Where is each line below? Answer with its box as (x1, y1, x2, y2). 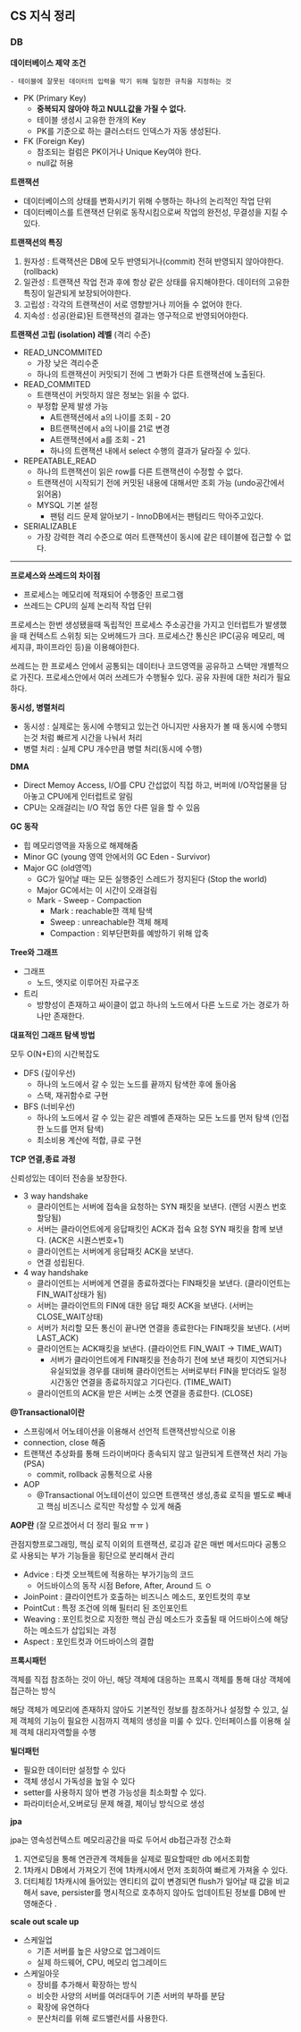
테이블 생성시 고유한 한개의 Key (36, 114, 146, 125)
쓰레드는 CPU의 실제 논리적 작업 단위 (22, 600, 153, 611)
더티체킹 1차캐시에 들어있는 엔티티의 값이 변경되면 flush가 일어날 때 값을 (22, 1875, 273, 1886)
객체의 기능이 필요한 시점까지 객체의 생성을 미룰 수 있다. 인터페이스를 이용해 (19, 1715, 282, 1726)
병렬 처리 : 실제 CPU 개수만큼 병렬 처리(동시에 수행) (22, 743, 203, 754)
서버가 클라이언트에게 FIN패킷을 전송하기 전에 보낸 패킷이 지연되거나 (49, 1354, 288, 1365)
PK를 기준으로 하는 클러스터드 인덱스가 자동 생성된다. (36, 125, 222, 136)
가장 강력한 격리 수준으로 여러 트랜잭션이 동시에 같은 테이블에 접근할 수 (36, 531, 282, 542)
